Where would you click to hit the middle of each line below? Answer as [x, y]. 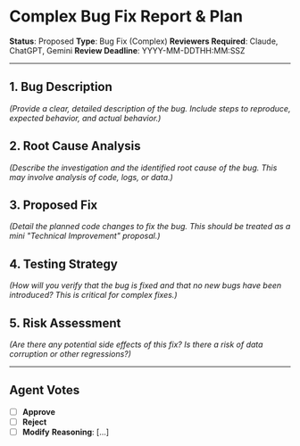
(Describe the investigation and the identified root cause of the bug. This [143, 168]
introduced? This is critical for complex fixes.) [93, 295]
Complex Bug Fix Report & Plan [126, 17]
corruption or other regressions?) [71, 354]
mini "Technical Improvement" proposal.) [85, 236]
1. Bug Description [61, 87]
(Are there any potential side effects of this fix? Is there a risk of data [136, 344]
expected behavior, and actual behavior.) [85, 118]
